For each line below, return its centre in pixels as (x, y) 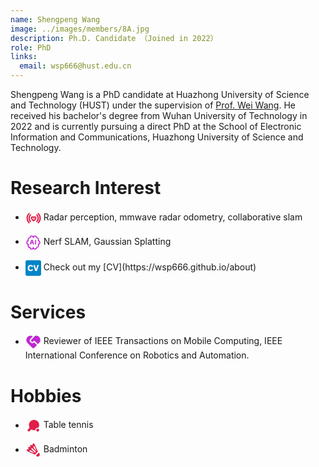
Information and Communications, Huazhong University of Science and (157, 137)
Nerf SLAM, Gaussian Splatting (107, 242)
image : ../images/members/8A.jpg (80, 29)
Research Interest (86, 188)
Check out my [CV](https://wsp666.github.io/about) (150, 267)
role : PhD (31, 47)
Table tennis (68, 425)
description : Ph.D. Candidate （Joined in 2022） (114, 38)
